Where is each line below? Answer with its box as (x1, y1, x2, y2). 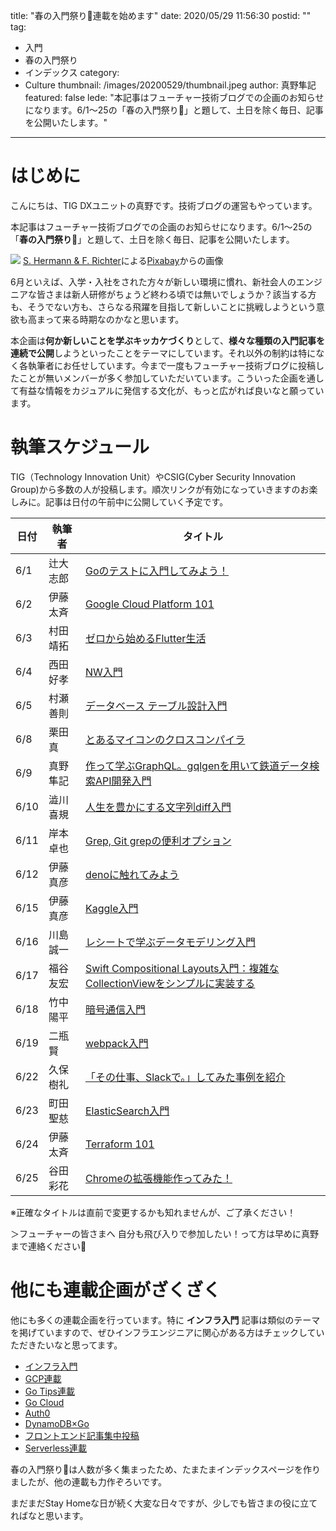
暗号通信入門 (84, 1002, 146, 1016)
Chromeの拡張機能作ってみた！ (84, 1171, 233, 1185)
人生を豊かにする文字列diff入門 (84, 800, 232, 814)
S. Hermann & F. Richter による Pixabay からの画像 (22, 254, 224, 266)
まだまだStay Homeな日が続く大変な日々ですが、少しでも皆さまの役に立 (10, 1497, 310, 1509)
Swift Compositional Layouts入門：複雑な (84, 961, 280, 975)
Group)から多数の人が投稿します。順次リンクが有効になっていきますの (10, 483, 301, 495)
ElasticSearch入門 (84, 1104, 170, 1118)
